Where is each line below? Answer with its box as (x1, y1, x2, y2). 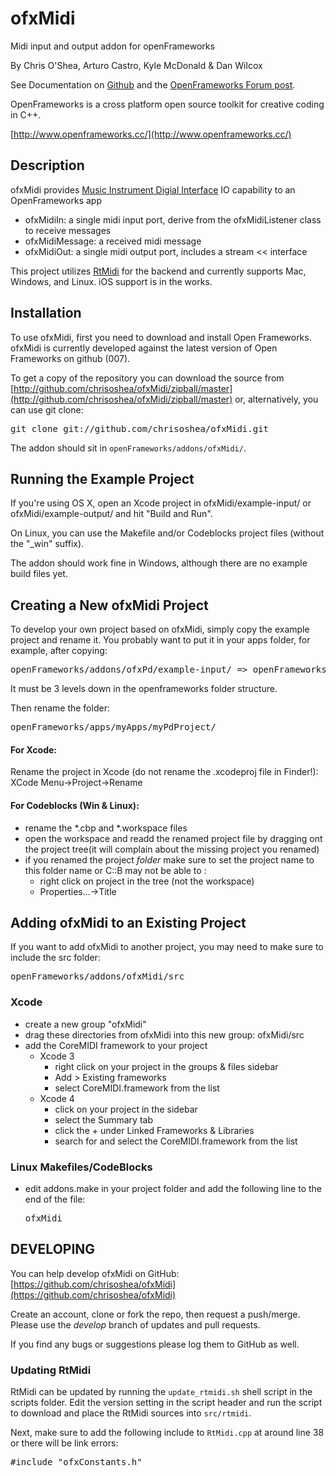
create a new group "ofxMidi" (24, 1018, 147, 1030)
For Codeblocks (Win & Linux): (10, 799, 140, 811)
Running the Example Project (10, 470, 195, 487)
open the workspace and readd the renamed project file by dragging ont (24, 832, 323, 844)
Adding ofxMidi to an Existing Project (10, 914, 247, 931)
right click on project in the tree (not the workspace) (39, 875, 255, 887)
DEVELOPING (10, 1241, 96, 1258)
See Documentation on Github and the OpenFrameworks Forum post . (10, 78, 296, 91)
